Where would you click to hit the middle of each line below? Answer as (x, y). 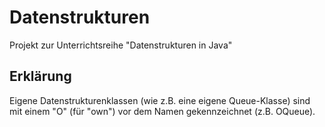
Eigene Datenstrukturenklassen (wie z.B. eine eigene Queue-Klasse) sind (160, 100)
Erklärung (40, 76)
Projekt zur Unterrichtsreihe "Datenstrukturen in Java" (121, 45)
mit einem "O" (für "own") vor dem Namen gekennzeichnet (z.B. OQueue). (162, 111)
